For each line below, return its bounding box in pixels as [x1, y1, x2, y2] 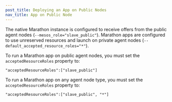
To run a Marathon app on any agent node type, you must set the [5, 76, 143, 83]
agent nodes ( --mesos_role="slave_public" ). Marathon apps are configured [5, 32, 165, 38]
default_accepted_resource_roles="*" [5, 43, 86, 48]
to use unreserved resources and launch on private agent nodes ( [5, 37, 144, 43]
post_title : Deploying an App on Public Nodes [5, 7, 107, 13]
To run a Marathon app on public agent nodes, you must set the [5, 52, 140, 59]
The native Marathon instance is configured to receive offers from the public [5, 26, 167, 32]
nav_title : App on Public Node [5, 12, 72, 17]
